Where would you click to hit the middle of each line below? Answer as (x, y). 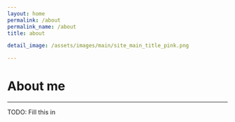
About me (36, 86)
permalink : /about (34, 20)
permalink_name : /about (42, 26)
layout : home (26, 14)
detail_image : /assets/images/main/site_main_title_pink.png (98, 46)
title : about (26, 33)
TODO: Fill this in (31, 112)
